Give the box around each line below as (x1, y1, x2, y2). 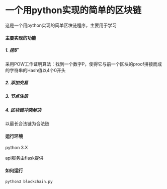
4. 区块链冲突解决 (5, 107, 42, 113)
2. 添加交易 (5, 80, 29, 86)
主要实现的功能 (5, 35, 36, 41)
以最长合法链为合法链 (5, 120, 49, 127)
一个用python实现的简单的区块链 (5, 5, 142, 16)
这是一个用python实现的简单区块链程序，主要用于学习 (5, 22, 117, 28)
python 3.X (5, 145, 28, 151)
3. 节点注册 (5, 93, 29, 99)
